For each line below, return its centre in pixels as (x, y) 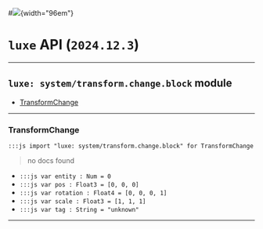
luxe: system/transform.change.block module (120, 84)
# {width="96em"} (41, 13)
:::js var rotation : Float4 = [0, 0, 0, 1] (93, 193)
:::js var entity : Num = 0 (65, 176)
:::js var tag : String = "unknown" (79, 210)
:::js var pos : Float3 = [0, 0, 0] (79, 185)
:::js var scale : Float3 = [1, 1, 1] (83, 202)
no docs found (50, 161)
